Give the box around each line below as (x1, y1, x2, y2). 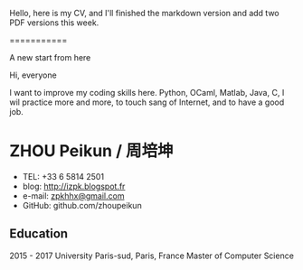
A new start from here (9, 52, 91, 62)
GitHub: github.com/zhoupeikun (22, 200, 142, 210)
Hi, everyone (9, 70, 57, 80)
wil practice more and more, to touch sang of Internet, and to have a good (9, 97, 285, 107)
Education (9, 226, 69, 242)
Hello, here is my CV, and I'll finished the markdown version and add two (9, 8, 279, 18)
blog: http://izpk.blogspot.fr (22, 181, 126, 191)
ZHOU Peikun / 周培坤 (9, 141, 174, 162)
